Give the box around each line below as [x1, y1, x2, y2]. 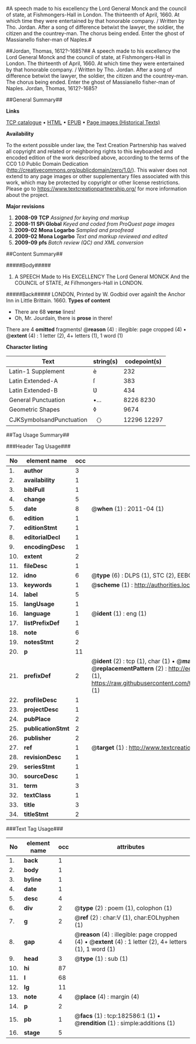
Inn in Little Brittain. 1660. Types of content [6, 297, 111, 304]
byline [24, 876, 42, 883]
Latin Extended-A [9, 377, 58, 385]
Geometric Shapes [9, 406, 60, 413]
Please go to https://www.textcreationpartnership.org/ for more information [6, 185, 187, 192]
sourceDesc [24, 772, 58, 780]
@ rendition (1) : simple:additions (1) [74, 1019, 176, 1027]
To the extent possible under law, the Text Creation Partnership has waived [6, 142, 187, 148]
